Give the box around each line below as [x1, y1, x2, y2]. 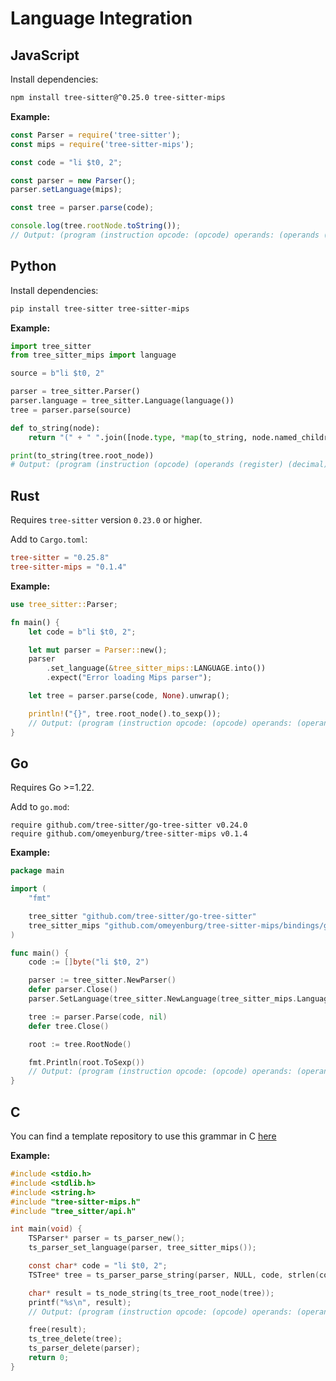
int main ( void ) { [10, 1224, 83, 1234]
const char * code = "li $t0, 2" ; [28, 1261, 168, 1271]
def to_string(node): [10, 423, 101, 433]
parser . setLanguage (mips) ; [10, 185, 123, 195]
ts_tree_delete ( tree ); [28, 1334, 123, 1344]
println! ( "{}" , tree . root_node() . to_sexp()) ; [28, 708, 222, 719]
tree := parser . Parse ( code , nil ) [28, 1012, 168, 1022]
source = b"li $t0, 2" [10, 368, 105, 379]
